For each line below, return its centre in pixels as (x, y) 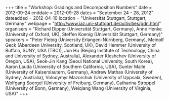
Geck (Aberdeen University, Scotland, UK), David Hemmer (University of (80, 45)
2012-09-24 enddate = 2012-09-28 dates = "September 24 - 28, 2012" (79, 13)
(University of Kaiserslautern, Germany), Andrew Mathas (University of (79, 72)
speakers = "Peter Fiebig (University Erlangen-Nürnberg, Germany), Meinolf (85, 40)
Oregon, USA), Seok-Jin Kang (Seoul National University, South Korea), (79, 61)
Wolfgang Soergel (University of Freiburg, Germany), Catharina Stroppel (80, 83)
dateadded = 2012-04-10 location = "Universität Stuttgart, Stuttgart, (76, 18)
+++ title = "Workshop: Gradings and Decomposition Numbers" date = (79, 7)
